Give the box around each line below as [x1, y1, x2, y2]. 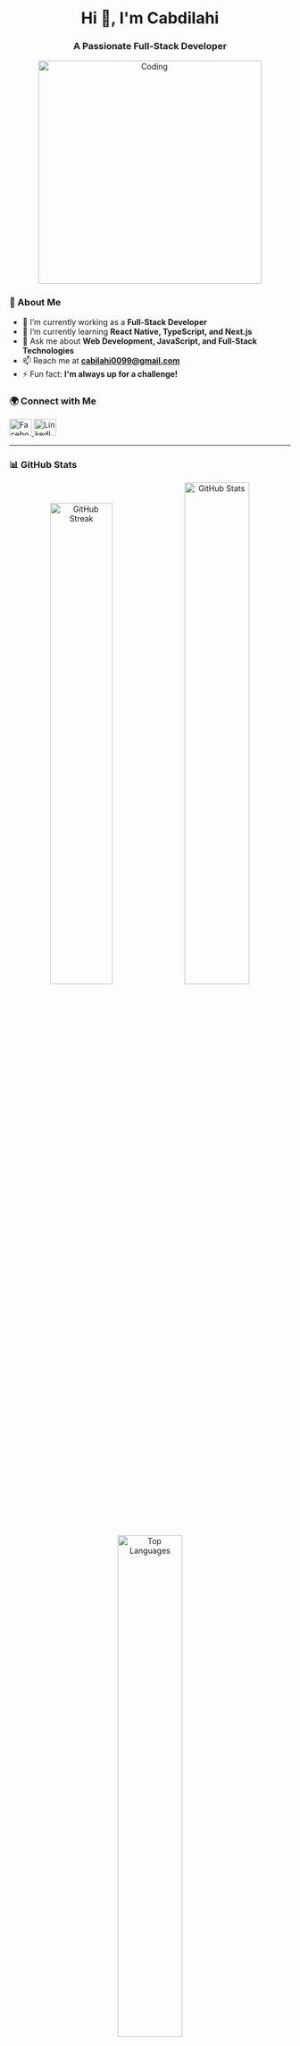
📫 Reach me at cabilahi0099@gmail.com [21, 355, 180, 365]
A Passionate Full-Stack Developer [72, 40, 228, 53]
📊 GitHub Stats [9, 459, 78, 471]
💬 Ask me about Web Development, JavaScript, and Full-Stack [21, 335, 257, 347]
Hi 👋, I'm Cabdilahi [80, 8, 220, 29]
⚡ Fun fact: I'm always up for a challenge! [21, 368, 179, 379]
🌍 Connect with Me [9, 395, 96, 407]
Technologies [21, 345, 74, 355]
